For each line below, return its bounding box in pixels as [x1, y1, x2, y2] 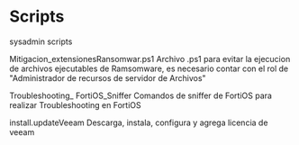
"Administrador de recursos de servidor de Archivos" [9, 72, 206, 83]
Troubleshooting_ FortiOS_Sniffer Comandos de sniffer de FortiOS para [9, 90, 273, 101]
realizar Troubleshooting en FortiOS [9, 99, 141, 110]
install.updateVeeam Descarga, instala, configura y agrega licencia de [9, 117, 268, 128]
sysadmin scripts [9, 36, 73, 47]
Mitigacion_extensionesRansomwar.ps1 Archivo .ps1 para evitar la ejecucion [9, 53, 291, 64]
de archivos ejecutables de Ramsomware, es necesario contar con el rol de [9, 63, 289, 74]
